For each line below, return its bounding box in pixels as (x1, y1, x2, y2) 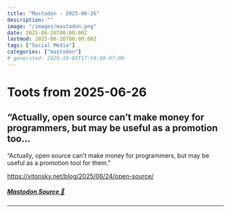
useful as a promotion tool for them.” (7, 159, 111, 167)
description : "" (7, 16, 54, 23)
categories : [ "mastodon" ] (7, 49, 81, 56)
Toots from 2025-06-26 (7, 84, 147, 100)
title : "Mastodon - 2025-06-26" (7, 10, 100, 17)
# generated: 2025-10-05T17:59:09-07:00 (7, 55, 125, 62)
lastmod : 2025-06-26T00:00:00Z (7, 36, 97, 43)
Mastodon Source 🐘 (7, 188, 65, 196)
